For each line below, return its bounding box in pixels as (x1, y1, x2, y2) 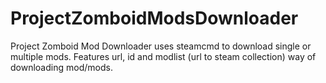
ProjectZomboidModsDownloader (10, 7, 299, 30)
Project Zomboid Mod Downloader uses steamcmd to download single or (10, 40, 312, 52)
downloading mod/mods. (10, 61, 113, 73)
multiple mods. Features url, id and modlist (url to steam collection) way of (10, 50, 317, 62)
